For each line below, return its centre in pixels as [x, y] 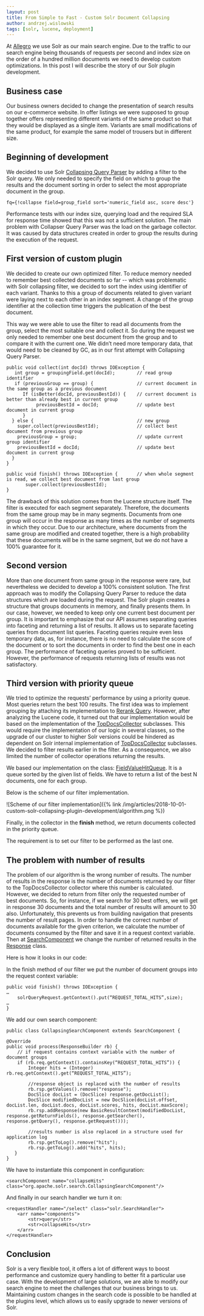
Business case [34, 91]
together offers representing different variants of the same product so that [99, 119]
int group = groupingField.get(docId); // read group [93, 373]
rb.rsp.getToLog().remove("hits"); [73, 1143]
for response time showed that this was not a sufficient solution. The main [99, 220]
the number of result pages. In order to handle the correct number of [92, 920]
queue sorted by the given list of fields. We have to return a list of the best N [102, 775]
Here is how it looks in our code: [46, 958]
